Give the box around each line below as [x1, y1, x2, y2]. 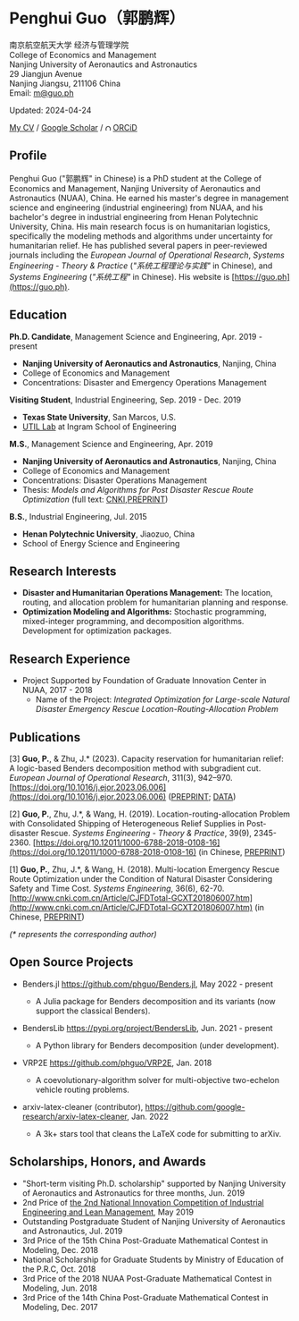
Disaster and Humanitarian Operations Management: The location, [21, 588, 274, 598]
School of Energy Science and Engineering [21, 538, 180, 548]
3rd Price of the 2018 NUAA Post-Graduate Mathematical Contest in [21, 1273, 272, 1283]
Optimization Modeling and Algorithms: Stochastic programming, [21, 606, 267, 617]
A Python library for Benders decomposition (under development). [35, 1039, 279, 1051]
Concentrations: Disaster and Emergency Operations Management [21, 377, 268, 387]
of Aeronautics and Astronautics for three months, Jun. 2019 [21, 1187, 245, 1198]
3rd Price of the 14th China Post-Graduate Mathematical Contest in [21, 1291, 270, 1302]
